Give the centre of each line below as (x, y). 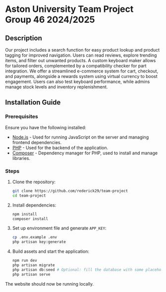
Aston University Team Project (69, 9)
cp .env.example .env (34, 237)
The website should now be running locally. (50, 284)
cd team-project (29, 195)
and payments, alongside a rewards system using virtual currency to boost (81, 76)
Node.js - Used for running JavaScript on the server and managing (81, 137)
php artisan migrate (33, 265)
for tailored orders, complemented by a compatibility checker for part (76, 66)
